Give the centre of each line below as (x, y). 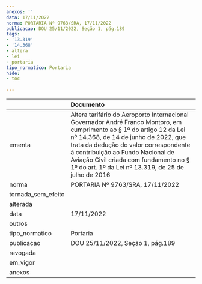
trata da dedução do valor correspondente (130, 145)
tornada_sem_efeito (37, 194)
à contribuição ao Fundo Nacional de (123, 152)
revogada (23, 253)
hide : (13, 73)
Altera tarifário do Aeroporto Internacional (130, 115)
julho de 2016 (90, 175)
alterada (21, 204)
